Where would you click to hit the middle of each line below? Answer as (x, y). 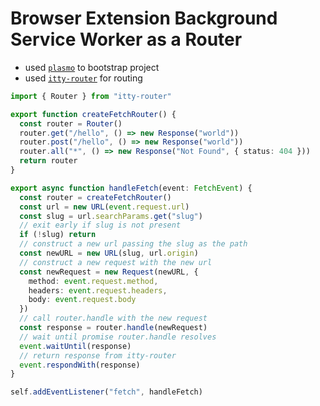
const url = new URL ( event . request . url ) (104, 207)
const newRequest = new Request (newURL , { (109, 272)
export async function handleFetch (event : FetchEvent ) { (131, 188)
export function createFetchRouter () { (93, 114)
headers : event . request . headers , (98, 290)
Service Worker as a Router (126, 39)
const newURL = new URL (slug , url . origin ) (109, 253)
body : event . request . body (82, 300)
